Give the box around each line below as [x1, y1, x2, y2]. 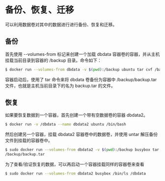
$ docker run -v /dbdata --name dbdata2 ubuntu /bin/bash [5, 122, 126, 127]
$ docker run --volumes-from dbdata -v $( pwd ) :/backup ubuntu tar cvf [5, 67, 153, 72]
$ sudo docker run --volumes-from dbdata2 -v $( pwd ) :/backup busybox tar [5, 147, 160, 152]
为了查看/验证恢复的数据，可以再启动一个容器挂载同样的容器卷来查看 [5, 161, 145, 167]
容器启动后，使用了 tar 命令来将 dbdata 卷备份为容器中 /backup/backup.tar [5, 76, 157, 82]
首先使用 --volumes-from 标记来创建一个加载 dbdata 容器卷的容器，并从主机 [5, 51, 160, 57]
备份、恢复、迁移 [5, 4, 75, 16]
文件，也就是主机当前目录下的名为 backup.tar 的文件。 [5, 83, 115, 89]
